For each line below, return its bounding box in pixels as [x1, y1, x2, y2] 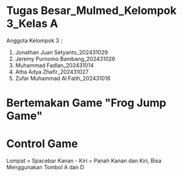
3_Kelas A [6, 16, 59, 31]
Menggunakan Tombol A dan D [6, 164, 84, 171]
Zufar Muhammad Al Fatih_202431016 [15, 74, 111, 82]
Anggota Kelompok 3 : [6, 37, 63, 44]
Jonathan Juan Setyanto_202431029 [15, 48, 108, 56]
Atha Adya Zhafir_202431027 [15, 68, 89, 75]
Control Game [6, 137, 78, 151]
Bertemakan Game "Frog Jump [6, 96, 167, 110]
